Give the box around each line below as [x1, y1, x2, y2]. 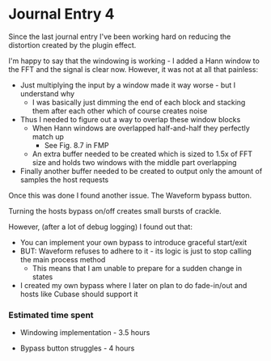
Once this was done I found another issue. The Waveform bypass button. [8, 190, 252, 200]
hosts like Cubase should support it [19, 289, 138, 299]
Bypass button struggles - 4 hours [19, 343, 135, 353]
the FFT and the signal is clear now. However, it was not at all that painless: [8, 64, 259, 74]
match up [32, 131, 65, 142]
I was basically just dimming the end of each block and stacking [32, 97, 246, 107]
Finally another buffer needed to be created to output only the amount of [19, 166, 263, 176]
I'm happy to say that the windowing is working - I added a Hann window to [8, 56, 260, 66]
